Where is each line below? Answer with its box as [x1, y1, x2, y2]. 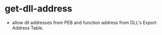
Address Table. [12, 24, 44, 30]
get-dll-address [5, 3, 73, 14]
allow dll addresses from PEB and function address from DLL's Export [12, 19, 157, 25]
